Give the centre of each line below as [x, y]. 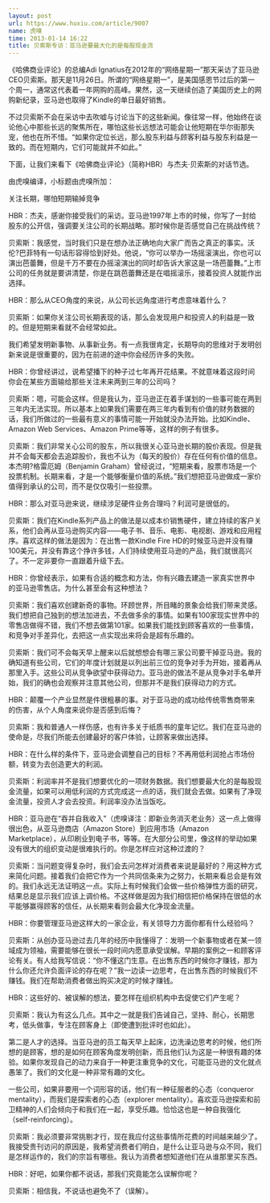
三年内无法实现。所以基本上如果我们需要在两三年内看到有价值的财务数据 [128, 409]
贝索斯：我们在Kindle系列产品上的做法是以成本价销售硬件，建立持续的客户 [131, 521]
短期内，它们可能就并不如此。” [92, 147]
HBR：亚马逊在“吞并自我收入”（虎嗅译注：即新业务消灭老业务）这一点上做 [131, 819]
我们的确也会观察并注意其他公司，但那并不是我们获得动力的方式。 [131, 683]
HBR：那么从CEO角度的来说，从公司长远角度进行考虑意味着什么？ [118, 300]
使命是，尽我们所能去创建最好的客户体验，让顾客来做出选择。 [110, 737]
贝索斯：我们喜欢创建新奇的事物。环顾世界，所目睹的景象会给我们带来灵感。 [135, 606]
